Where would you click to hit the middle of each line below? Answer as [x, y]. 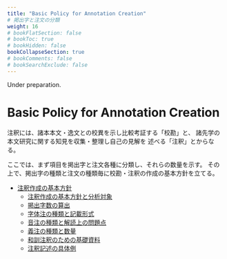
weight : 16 [23, 26]
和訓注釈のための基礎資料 [64, 240]
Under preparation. [34, 84]
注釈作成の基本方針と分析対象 [70, 196]
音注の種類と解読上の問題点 [67, 222]
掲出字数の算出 [49, 205]
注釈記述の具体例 [52, 248]
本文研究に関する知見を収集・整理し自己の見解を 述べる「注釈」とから [108, 141]
